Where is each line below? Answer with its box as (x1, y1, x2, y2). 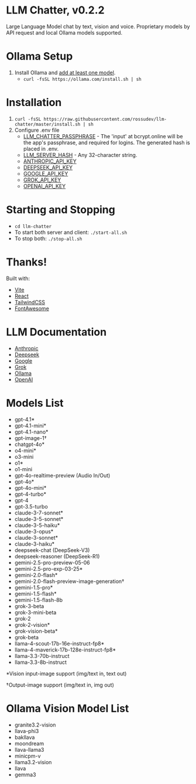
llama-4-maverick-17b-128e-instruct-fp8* (14, 646, 116, 653)
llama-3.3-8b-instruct (14, 659, 67, 666)
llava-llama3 (14, 746, 44, 753)
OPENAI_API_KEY (23, 182, 66, 189)
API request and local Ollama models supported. (6, 29, 123, 36)
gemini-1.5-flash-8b (14, 596, 63, 604)
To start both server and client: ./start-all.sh (14, 229, 128, 236)
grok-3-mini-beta (14, 609, 57, 616)
